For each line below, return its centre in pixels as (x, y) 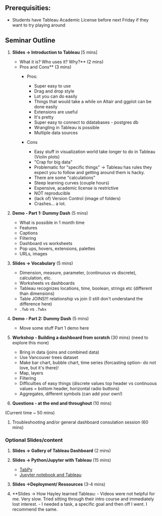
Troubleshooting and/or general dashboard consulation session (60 (80, 422)
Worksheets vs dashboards (47, 283)
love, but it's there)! (39, 368)
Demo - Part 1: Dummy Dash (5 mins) (50, 213)
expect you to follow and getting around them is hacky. (90, 172)
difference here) (36, 304)
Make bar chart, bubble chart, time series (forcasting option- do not (88, 362)
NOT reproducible (52, 193)
